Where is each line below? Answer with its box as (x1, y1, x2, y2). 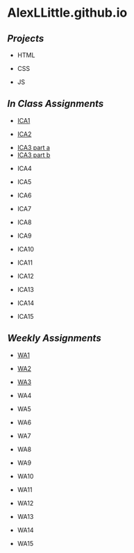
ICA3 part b (17, 151, 51, 159)
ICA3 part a (17, 143, 51, 151)
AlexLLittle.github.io (7, 5, 128, 21)
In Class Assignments (7, 98, 104, 110)
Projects (7, 33, 44, 44)
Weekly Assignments (7, 332, 102, 345)
